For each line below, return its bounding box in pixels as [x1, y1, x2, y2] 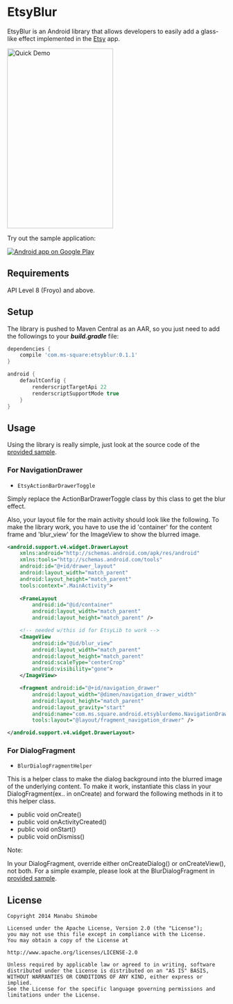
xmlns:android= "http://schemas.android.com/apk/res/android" [19, 550, 200, 557]
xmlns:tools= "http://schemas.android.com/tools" [19, 556, 163, 563]
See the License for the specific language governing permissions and [7, 986, 216, 993]
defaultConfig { [19, 377, 67, 384]
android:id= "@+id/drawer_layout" [19, 563, 116, 570]
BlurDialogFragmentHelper [17, 763, 92, 770]
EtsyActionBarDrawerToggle [17, 482, 96, 489]
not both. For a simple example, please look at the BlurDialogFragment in [7, 867, 215, 875]
